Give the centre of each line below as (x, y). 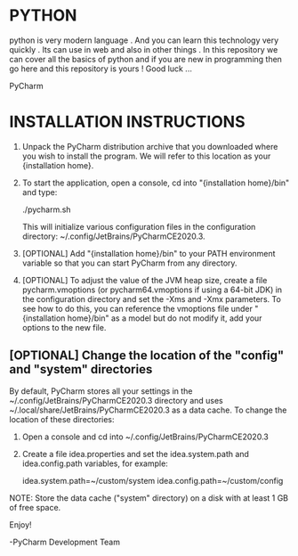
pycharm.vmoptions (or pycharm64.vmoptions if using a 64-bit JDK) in (152, 290)
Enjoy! (21, 524)
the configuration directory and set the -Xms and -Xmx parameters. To (152, 298)
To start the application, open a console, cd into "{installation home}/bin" (156, 183)
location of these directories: (62, 419)
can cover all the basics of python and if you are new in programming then (146, 59)
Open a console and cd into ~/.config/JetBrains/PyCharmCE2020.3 (145, 437)
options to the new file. (64, 327)
